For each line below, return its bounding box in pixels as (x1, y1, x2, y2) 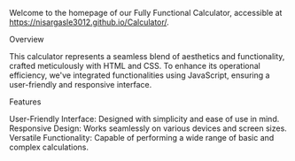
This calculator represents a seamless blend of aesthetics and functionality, (9, 51, 285, 61)
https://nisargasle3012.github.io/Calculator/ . (9, 17, 170, 27)
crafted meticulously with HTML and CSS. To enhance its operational (9, 61, 261, 71)
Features (9, 96, 42, 107)
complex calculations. (9, 142, 89, 152)
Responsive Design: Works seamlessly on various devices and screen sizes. (9, 123, 288, 134)
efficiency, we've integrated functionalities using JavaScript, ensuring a (9, 70, 270, 80)
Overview (9, 34, 44, 44)
